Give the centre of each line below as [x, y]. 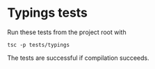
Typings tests [48, 13]
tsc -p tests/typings [39, 45]
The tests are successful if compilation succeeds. [78, 58]
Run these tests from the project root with [67, 32]
